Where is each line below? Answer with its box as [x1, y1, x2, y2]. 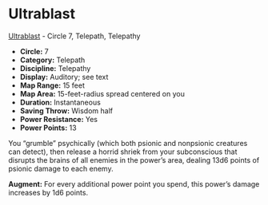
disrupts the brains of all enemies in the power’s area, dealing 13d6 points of [8, 155, 260, 164]
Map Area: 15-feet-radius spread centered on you [19, 89, 186, 98]
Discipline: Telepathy [19, 63, 91, 73]
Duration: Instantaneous [19, 97, 102, 107]
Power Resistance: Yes [19, 114, 98, 124]
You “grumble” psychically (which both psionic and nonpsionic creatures [8, 138, 248, 148]
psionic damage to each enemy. [8, 164, 114, 173]
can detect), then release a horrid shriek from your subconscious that [8, 147, 238, 156]
